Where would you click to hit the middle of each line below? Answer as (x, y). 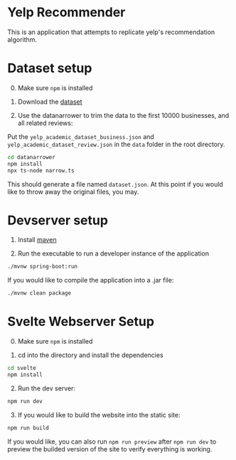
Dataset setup (50, 69)
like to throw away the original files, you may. (73, 192)
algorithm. (22, 39)
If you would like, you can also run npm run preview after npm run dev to (112, 442)
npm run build (28, 428)
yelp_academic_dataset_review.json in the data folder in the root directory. (116, 144)
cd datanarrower (31, 157)
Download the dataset (50, 102)
